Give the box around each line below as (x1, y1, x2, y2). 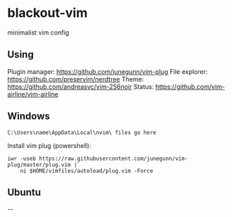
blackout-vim (7, 5, 88, 21)
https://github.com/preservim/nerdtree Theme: (7, 75, 144, 83)
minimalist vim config (7, 28, 69, 37)
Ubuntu (7, 186, 41, 198)
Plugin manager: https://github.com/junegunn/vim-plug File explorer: (7, 67, 208, 75)
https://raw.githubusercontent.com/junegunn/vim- (38, 155, 189, 162)
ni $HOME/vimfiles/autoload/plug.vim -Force (20, 167, 153, 174)
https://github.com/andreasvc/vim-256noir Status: (7, 82, 154, 91)
